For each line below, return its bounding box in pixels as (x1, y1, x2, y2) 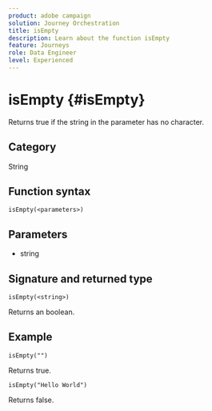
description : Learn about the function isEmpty (8, 34, 170, 42)
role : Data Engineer (8, 49, 78, 57)
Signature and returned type (8, 272, 154, 285)
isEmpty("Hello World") (8, 381, 88, 389)
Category (8, 141, 57, 154)
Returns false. (8, 395, 54, 405)
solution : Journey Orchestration (8, 19, 120, 27)
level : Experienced (8, 57, 74, 65)
